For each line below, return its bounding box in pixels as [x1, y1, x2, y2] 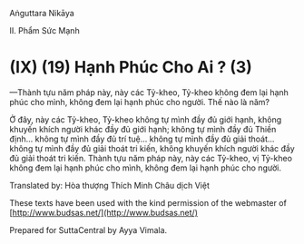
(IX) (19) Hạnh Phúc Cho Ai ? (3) [9, 57, 252, 78]
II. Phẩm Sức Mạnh [9, 25, 80, 35]
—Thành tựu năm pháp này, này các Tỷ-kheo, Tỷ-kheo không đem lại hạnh [9, 86, 289, 98]
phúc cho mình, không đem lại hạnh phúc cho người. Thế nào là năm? [9, 96, 270, 107]
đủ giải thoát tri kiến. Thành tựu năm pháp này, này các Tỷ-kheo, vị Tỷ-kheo [9, 152, 293, 163]
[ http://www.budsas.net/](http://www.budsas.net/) [9, 207, 198, 218]
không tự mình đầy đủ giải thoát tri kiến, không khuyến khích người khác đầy [9, 142, 295, 153]
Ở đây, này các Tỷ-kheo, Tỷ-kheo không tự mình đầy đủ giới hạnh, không [9, 113, 282, 125]
